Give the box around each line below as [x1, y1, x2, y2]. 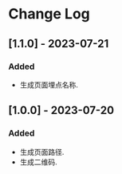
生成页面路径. [19, 147, 65, 156]
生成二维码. [19, 157, 57, 167]
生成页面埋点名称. [19, 79, 78, 89]
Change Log [8, 5, 90, 23]
